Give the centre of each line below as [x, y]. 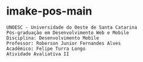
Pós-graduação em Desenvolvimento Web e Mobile [68, 33]
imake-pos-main [49, 11]
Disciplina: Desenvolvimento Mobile [53, 38]
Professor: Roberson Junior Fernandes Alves [64, 43]
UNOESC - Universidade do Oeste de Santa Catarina [72, 27]
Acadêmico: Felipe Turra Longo [46, 49]
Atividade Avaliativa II [38, 54]
